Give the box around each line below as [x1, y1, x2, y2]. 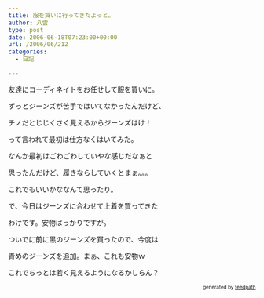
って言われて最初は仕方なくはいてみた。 [8, 134, 138, 144]
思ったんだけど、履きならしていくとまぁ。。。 [8, 168, 152, 177]
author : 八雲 [8, 19, 49, 27]
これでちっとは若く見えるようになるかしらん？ [8, 267, 159, 277]
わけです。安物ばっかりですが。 [8, 217, 112, 227]
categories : [8, 48, 47, 56]
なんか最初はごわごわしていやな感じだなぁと [8, 151, 153, 161]
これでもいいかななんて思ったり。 [8, 184, 118, 194]
